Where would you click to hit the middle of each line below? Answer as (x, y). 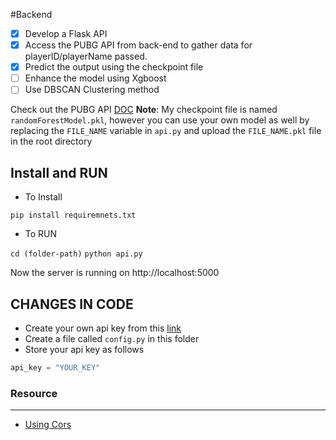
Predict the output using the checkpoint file (114, 67)
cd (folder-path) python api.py (76, 254)
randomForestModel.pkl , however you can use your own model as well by (160, 120)
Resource (34, 393)
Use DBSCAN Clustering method (92, 90)
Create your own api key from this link (103, 328)
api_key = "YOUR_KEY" (55, 367)
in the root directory (51, 141)
